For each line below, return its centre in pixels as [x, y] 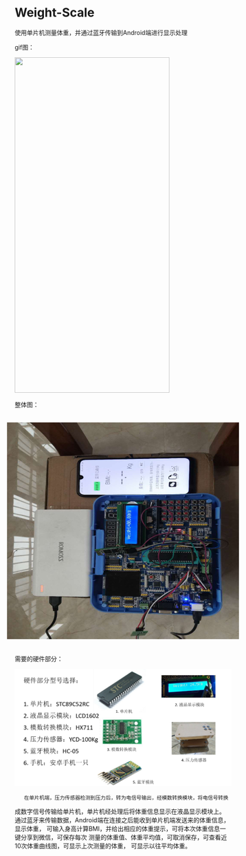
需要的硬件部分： [39, 659]
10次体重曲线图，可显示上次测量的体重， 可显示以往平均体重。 [103, 846]
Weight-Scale [55, 13]
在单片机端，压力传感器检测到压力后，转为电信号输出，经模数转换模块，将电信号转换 [126, 798]
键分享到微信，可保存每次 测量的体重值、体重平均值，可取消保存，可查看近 [121, 837]
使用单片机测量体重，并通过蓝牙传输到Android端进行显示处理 [101, 32]
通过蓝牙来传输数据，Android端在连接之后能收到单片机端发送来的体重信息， [122, 820]
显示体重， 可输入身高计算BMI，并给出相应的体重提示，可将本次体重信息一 [120, 829]
